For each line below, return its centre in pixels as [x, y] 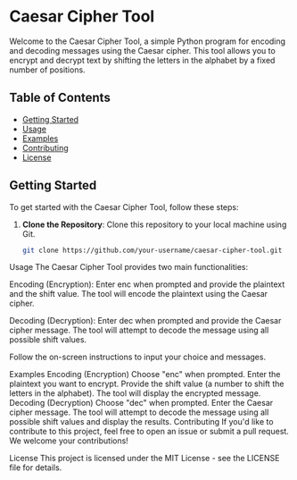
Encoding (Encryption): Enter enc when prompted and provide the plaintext [147, 284]
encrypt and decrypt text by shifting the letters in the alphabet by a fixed [142, 60]
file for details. [36, 467]
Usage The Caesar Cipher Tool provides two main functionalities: [129, 267]
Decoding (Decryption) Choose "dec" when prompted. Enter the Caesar [141, 403]
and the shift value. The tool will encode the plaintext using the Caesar [139, 294]
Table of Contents [60, 98]
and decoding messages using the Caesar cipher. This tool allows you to [143, 50]
